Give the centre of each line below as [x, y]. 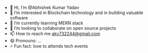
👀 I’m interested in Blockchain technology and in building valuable [76, 13]
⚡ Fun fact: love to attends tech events [49, 46]
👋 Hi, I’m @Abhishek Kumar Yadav [44, 8]
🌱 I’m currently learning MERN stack [46, 23]
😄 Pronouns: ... [26, 41]
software [19, 18]
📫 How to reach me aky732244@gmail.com [55, 34]
